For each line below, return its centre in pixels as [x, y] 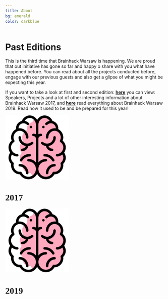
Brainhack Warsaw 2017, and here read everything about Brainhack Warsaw [84, 103]
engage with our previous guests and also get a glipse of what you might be [84, 77]
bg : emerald [18, 16]
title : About [19, 11]
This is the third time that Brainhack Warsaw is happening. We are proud [80, 61]
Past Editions [33, 47]
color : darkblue [22, 21]
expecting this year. [26, 82]
